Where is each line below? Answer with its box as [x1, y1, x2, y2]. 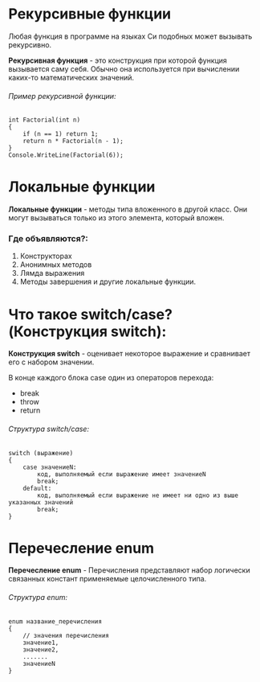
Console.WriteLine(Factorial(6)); [8, 151, 124, 159]
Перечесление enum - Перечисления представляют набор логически [8, 565, 250, 575]
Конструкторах [19, 251, 72, 261]
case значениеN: [22, 463, 78, 471]
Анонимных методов [19, 260, 92, 269]
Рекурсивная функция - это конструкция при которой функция [8, 55, 227, 65]
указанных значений [8, 498, 74, 507]
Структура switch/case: [8, 424, 90, 433]
